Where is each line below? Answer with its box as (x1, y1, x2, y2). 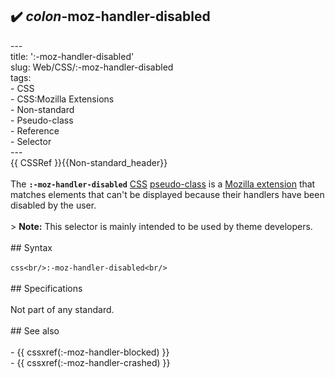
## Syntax (10, 241, 53, 253)
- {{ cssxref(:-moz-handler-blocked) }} (10, 346, 170, 358)
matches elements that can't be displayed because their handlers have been (10, 188, 325, 200)
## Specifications (10, 282, 83, 294)
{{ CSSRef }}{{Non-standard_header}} (10, 156, 168, 168)
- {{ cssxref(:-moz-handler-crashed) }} (10, 356, 171, 368)
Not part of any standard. (10, 303, 115, 315)
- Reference (10, 124, 60, 137)
